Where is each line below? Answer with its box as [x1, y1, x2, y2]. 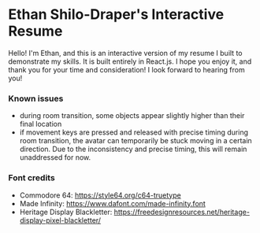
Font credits [8, 172, 55, 183]
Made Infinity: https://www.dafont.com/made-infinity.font [19, 198, 206, 208]
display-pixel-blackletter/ [19, 215, 101, 225]
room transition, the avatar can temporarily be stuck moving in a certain [19, 136, 252, 146]
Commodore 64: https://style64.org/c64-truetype [19, 190, 181, 200]
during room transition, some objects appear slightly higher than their [19, 111, 245, 120]
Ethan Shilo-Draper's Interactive [8, 6, 225, 24]
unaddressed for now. [19, 153, 91, 162]
